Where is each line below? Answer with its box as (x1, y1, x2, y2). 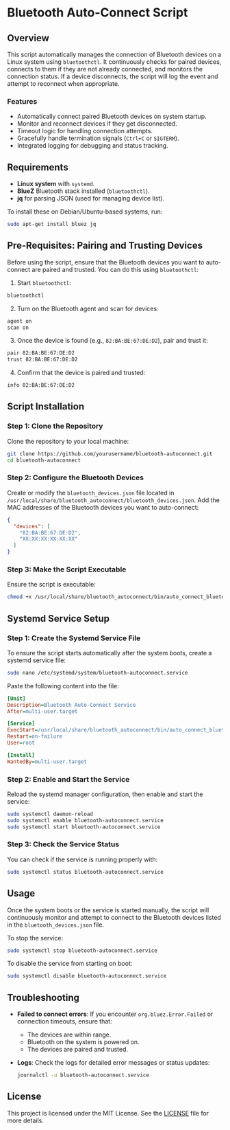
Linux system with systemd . (16, 180, 95, 188)
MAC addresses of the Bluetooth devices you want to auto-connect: (7, 503, 199, 511)
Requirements (7, 161, 68, 173)
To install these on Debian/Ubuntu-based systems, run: (7, 207, 163, 216)
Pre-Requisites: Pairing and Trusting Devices (7, 240, 203, 251)
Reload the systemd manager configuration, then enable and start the (7, 790, 203, 798)
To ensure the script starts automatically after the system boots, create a (7, 648, 212, 657)
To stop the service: (7, 934, 64, 942)
